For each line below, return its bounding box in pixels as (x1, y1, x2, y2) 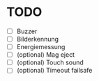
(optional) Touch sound (16, 58, 84, 66)
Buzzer (16, 27, 38, 35)
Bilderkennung (16, 35, 59, 43)
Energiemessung (16, 43, 66, 51)
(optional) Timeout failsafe (16, 66, 93, 75)
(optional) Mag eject (16, 51, 75, 59)
